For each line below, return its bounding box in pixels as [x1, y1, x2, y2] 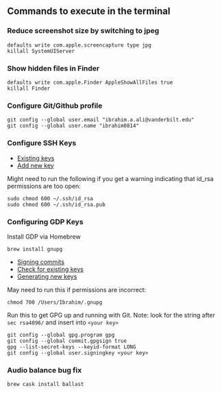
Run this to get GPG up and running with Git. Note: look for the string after [7, 311, 216, 319]
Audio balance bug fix [7, 365, 82, 374]
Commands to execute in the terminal [7, 5, 171, 17]
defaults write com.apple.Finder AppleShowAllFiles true [7, 79, 173, 86]
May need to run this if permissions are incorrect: [7, 285, 147, 294]
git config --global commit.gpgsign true [7, 337, 127, 344]
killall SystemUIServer [7, 47, 75, 54]
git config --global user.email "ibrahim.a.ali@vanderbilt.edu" [7, 117, 195, 123]
